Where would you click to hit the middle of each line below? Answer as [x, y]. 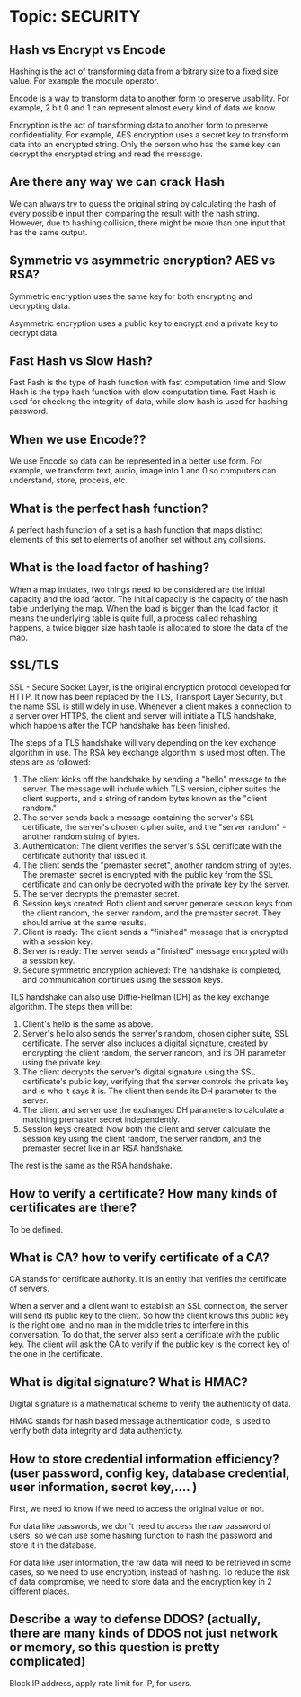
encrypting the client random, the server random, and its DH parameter [154, 1052]
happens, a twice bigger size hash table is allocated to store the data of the [149, 627]
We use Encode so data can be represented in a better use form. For [136, 461]
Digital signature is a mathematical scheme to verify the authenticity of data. [150, 1404]
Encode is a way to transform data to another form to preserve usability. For [150, 98]
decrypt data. [35, 332]
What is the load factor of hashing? [110, 568]
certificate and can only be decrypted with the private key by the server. [156, 884]
